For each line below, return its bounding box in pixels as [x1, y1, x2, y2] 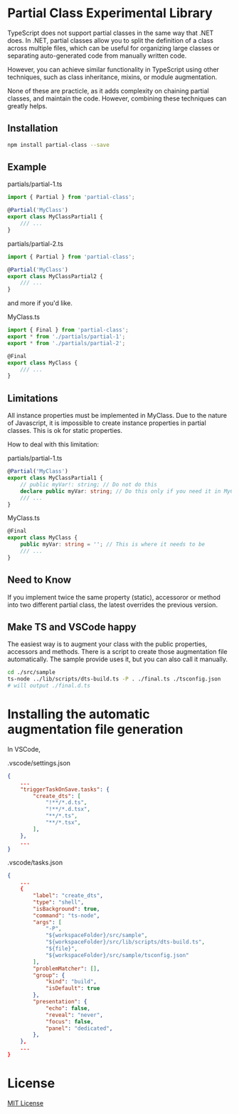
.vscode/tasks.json [7, 858, 63, 867]
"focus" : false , [45, 1018, 94, 1025]
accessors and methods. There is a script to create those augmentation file [7, 648, 228, 656]
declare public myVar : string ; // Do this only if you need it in [20, 487, 221, 495]
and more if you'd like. [7, 299, 73, 307]
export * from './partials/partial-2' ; [7, 339, 126, 347]
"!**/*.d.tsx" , [45, 806, 91, 813]
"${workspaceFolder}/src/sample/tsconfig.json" [45, 951, 190, 959]
